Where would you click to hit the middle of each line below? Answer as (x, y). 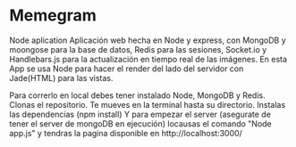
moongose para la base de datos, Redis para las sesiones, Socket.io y (138, 49)
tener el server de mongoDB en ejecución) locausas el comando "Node (141, 123)
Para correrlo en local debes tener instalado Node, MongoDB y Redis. (137, 95)
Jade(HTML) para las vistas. (61, 78)
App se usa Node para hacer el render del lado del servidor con (127, 69)
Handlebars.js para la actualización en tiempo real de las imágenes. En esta (148, 59)
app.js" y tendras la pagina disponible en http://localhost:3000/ (126, 133)
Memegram (53, 16)
